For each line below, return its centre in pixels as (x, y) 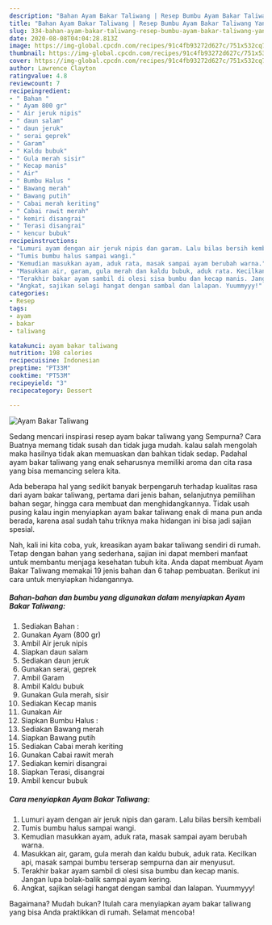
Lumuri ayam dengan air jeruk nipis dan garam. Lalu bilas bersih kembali (141, 819)
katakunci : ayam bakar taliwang (63, 345)
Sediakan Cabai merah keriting (72, 747)
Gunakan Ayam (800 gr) (61, 635)
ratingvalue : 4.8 (38, 76)
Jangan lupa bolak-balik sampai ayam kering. (96, 880)
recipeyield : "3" (38, 383)
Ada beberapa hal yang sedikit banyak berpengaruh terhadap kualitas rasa (133, 486)
